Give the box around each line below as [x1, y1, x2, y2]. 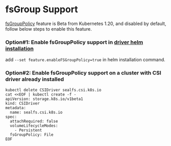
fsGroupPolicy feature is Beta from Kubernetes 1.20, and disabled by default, [5, 20, 166, 27]
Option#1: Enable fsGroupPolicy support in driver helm [5, 38, 143, 45]
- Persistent [14, 128, 42, 133]
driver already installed [5, 76, 64, 83]
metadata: [5, 105, 27, 110]
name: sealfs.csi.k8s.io [10, 110, 63, 115]
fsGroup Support [5, 4, 78, 15]
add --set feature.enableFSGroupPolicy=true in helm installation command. [5, 57, 166, 63]
